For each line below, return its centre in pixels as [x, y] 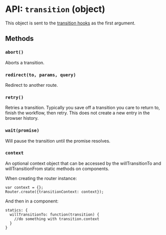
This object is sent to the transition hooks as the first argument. [70, 23]
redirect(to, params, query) [41, 75]
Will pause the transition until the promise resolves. [58, 141]
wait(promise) [22, 130]
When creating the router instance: [41, 178]
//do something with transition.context [57, 219]
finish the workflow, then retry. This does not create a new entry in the [77, 113]
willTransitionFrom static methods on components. [57, 169]
